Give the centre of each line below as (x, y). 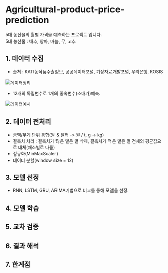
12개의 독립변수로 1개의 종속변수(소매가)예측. (57, 93)
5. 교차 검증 (22, 227)
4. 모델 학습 (22, 208)
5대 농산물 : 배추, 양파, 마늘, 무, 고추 (41, 41)
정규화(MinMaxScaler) (35, 153)
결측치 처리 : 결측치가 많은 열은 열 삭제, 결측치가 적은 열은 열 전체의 (78, 141)
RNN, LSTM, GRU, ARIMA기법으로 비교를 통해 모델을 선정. (70, 190)
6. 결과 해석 (22, 246)
